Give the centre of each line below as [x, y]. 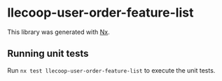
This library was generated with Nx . [58, 32]
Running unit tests [48, 54]
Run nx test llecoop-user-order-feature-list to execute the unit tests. [111, 70]
